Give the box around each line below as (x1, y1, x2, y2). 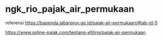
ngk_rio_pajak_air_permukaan (5, 3, 135, 15)
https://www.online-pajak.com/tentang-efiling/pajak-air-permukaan (5, 29, 146, 35)
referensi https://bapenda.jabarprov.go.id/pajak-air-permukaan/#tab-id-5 (5, 20, 158, 26)
